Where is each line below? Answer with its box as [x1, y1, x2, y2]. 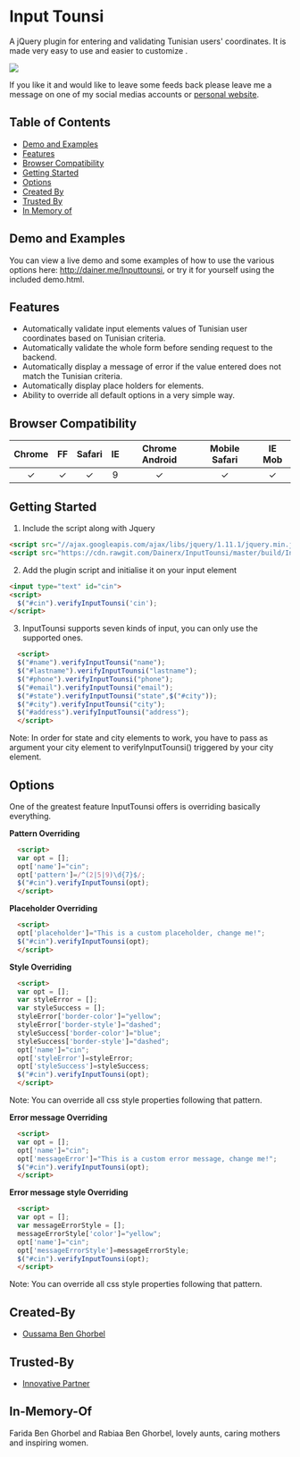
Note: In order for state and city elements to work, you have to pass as [9, 733, 269, 743]
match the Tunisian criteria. [21, 371, 123, 382]
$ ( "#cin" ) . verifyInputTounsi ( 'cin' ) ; [17, 598, 158, 607]
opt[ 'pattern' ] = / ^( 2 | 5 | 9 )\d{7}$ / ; [17, 870, 146, 879]
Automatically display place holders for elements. [21, 380, 204, 391]
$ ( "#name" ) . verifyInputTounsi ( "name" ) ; [17, 658, 166, 667]
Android [141, 453, 177, 466]
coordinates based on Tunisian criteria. [21, 333, 166, 343]
